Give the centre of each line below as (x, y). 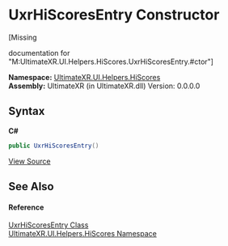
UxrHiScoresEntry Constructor (114, 15)
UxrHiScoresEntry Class (49, 225)
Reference (26, 207)
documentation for (39, 53)
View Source (30, 161)
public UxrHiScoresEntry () (54, 146)
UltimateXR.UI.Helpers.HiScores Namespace (83, 234)
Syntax (27, 111)
